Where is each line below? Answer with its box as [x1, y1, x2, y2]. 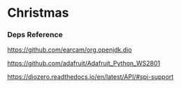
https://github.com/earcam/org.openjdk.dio [7, 45, 132, 54]
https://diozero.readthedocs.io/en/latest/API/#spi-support [7, 73, 174, 81]
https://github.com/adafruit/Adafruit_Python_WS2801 [7, 59, 161, 68]
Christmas [7, 5, 69, 21]
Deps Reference [7, 30, 63, 40]
